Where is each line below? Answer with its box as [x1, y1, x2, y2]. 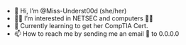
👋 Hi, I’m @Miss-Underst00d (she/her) [13, 7, 127, 15]
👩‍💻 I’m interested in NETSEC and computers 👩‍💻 [13, 14, 154, 22]
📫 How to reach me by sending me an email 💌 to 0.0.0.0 [13, 30, 180, 38]
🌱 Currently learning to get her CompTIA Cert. [13, 22, 148, 30]
